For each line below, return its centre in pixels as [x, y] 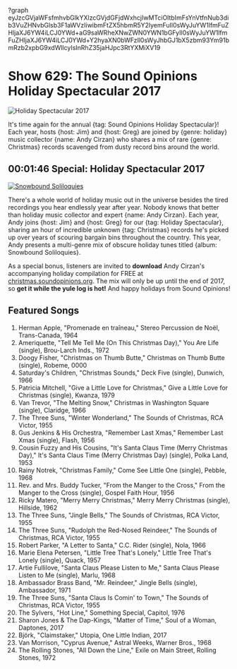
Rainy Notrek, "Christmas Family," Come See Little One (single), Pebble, [122, 470]
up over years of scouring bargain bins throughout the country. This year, [115, 237]
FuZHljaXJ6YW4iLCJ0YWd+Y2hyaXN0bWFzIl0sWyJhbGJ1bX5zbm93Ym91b [119, 40]
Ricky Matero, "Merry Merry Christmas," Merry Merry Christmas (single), [124, 500]
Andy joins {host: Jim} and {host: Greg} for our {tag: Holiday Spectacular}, [116, 222]
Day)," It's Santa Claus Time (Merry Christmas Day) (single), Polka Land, [123, 455]
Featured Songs [44, 311]
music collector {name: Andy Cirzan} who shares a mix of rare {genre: [110, 139]
